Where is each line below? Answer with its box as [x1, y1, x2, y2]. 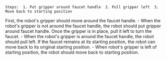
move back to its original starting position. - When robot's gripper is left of [5, 44, 157, 50]
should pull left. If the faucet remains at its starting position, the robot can [5, 39, 156, 45]
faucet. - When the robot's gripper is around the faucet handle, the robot [5, 34, 154, 39]
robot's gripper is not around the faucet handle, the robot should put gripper [5, 23, 162, 29]
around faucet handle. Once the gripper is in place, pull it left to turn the [5, 28, 152, 34]
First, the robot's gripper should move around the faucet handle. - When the [5, 18, 161, 23]
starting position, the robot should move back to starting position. [5, 50, 139, 55]
